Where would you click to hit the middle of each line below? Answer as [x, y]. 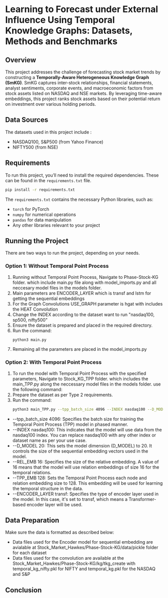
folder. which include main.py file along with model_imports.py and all [84, 282]
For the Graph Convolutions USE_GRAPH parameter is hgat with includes [88, 304]
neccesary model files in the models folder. [57, 287]
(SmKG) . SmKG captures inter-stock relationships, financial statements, [79, 83]
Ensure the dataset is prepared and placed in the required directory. [82, 325]
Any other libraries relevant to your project [56, 225]
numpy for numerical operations [44, 214]
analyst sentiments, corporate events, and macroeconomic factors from [79, 88]
